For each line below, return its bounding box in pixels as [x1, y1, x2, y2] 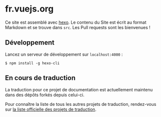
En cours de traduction [5, 74, 76, 82]
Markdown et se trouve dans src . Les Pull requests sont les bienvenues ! [5, 24, 151, 30]
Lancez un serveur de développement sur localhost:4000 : [5, 51, 123, 57]
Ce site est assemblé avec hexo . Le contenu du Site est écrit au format [5, 19, 147, 25]
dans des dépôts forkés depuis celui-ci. [5, 92, 85, 98]
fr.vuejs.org [5, 3, 54, 15]
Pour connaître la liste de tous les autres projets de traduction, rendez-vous [5, 101, 157, 107]
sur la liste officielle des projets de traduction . [5, 106, 97, 112]
